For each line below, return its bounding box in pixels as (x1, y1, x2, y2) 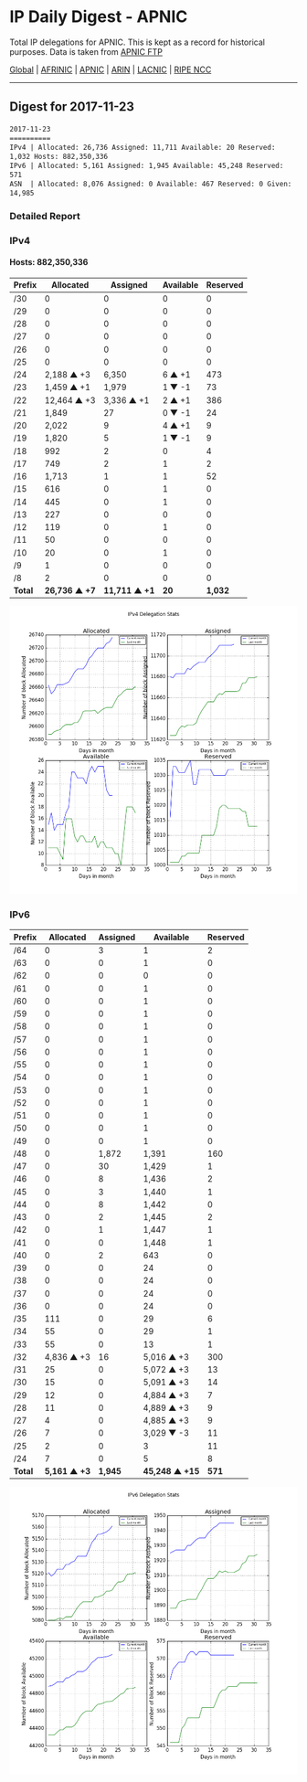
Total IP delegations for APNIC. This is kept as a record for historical (9, 37, 265, 48)
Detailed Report (9, 209, 80, 222)
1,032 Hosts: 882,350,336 (9, 152, 108, 161)
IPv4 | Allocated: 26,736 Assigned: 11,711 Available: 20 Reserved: (9, 143, 276, 152)
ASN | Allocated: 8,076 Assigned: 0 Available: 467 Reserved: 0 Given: (9, 179, 292, 188)
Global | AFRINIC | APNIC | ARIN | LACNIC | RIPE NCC (9, 64, 212, 75)
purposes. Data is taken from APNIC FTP (9, 46, 163, 57)
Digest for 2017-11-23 (9, 99, 135, 115)
